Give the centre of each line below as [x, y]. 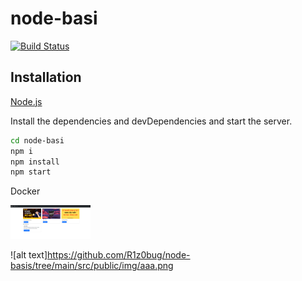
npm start [31, 172]
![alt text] [29, 255]
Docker [25, 191]
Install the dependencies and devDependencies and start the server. [151, 121]
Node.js [26, 101]
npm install [35, 162]
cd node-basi [37, 140]
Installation [46, 77]
